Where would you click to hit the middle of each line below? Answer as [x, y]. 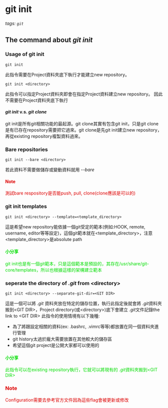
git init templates [26, 206]
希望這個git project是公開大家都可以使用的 [56, 345]
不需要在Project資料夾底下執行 [37, 100]
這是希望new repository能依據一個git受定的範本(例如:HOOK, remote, [75, 226]
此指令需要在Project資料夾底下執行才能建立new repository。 [67, 74]
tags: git [14, 23]
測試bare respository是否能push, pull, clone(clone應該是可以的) [70, 193]
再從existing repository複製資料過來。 [44, 136]
